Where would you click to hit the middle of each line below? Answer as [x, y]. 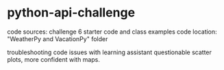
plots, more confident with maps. [54, 59]
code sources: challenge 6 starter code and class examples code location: [112, 32]
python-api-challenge [71, 13]
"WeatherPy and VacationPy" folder [58, 38]
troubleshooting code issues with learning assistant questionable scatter [110, 52]
